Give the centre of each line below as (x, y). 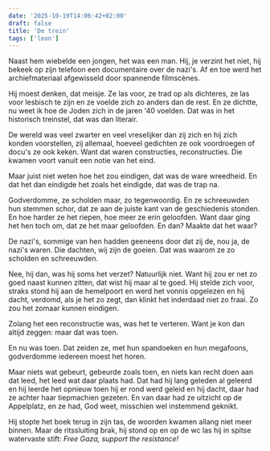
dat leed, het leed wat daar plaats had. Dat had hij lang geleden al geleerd (130, 381)
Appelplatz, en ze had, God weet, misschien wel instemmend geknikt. (123, 406)
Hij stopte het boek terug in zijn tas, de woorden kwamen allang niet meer (130, 422)
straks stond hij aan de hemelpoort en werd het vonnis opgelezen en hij (127, 291)
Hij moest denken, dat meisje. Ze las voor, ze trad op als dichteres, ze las (129, 94)
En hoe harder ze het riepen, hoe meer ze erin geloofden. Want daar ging (129, 217)
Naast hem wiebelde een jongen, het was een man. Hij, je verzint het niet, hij (135, 61)
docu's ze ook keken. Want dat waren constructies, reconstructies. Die (125, 152)
